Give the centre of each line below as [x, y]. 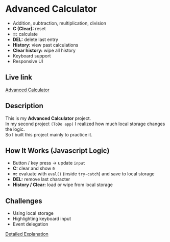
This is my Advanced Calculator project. [48, 118]
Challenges [24, 201]
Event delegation [30, 224]
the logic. [15, 129]
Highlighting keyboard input [42, 219]
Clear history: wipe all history [44, 50]
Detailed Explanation [27, 234]
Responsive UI [28, 61]
